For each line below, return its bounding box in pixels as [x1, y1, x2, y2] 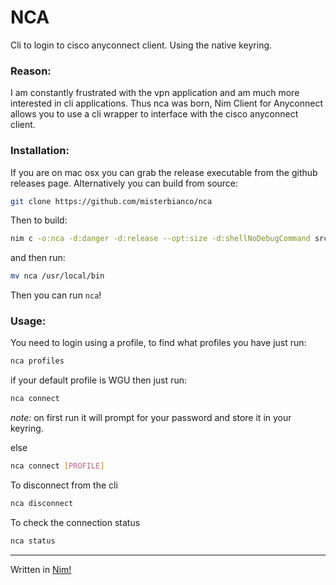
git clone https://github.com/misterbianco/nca [10, 196, 213, 206]
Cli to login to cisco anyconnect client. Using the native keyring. [10, 39, 273, 51]
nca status [10, 536, 56, 546]
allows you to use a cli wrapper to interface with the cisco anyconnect [10, 108, 299, 120]
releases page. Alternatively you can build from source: [10, 177, 239, 189]
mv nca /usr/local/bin [10, 271, 105, 281]
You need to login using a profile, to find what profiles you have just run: [10, 337, 307, 349]
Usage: [10, 314, 47, 328]
